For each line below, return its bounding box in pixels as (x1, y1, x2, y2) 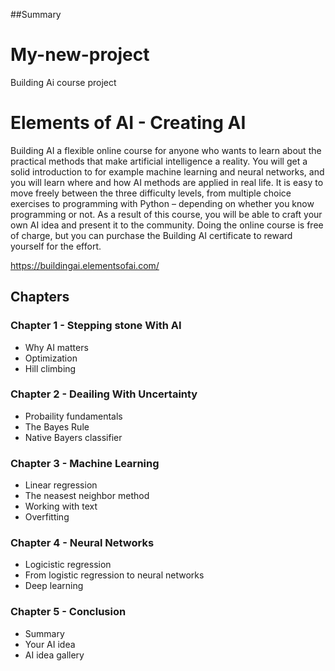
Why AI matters (24, 341, 89, 353)
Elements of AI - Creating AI (10, 112, 247, 134)
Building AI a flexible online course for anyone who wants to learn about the (10, 144, 322, 156)
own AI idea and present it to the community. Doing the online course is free (10, 219, 324, 231)
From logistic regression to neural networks (24, 569, 205, 581)
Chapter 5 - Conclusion (10, 605, 127, 619)
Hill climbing (24, 362, 77, 374)
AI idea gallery (24, 649, 85, 661)
